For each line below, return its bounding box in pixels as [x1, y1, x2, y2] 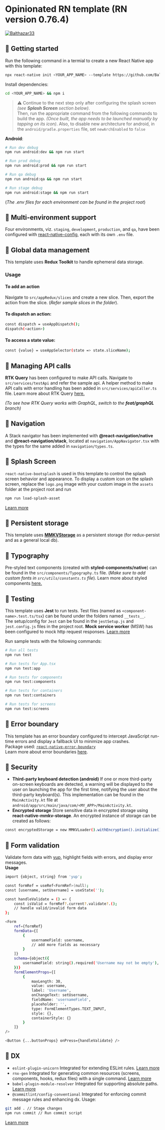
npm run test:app [5, 666, 41, 671]
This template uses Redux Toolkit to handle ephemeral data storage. [5, 259, 144, 265]
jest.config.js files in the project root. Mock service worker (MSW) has [5, 624, 153, 630]
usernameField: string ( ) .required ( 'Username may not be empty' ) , [23, 960, 160, 966]
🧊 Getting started [5, 44, 59, 53]
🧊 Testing [5, 595, 35, 603]
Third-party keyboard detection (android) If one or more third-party [12, 776, 152, 782]
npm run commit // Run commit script [5, 1110, 82, 1115]
